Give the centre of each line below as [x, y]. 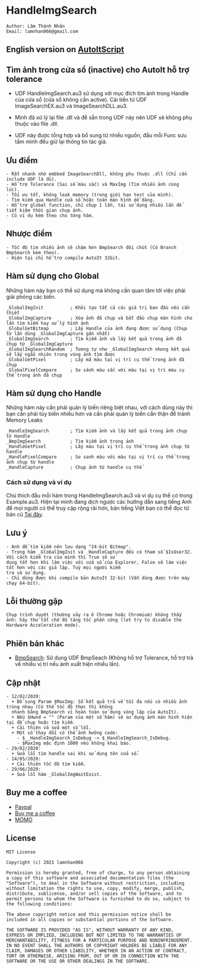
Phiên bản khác [35, 643]
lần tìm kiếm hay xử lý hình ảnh [48, 323]
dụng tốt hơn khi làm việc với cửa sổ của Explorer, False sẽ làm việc [97, 562]
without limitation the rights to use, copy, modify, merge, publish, [95, 888]
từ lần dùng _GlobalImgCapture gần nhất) [58, 333]
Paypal [23, 807]
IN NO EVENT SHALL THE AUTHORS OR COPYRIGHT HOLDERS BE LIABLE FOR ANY [97, 945]
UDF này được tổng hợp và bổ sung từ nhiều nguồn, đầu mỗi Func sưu [101, 135]
